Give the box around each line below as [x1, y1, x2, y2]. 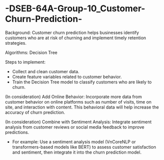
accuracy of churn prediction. [5, 109, 65, 115]
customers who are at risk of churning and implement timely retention [5, 35, 146, 41]
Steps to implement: [5, 59, 46, 65]
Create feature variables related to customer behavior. [12, 74, 122, 80]
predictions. [5, 129, 29, 135]
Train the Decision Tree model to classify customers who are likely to [12, 79, 152, 85]
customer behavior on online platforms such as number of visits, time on [5, 99, 152, 105]
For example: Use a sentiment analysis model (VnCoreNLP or [12, 138, 136, 145]
